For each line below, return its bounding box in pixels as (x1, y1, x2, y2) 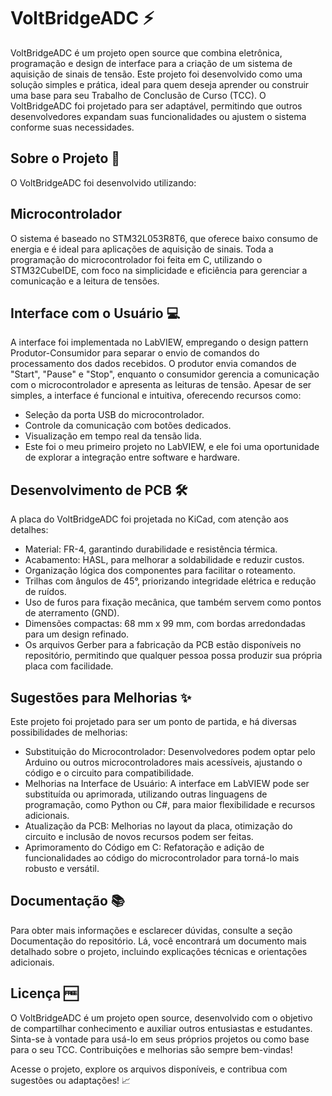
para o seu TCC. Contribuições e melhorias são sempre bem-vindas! (10, 1043, 293, 1055)
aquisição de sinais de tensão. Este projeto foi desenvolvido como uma (10, 68, 303, 80)
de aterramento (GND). (24, 607, 120, 619)
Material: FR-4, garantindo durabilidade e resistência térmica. (24, 543, 278, 555)
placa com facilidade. (24, 660, 114, 672)
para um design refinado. (24, 628, 130, 640)
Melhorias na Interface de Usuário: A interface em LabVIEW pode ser (24, 778, 310, 789)
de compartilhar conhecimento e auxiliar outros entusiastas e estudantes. (10, 1022, 313, 1034)
